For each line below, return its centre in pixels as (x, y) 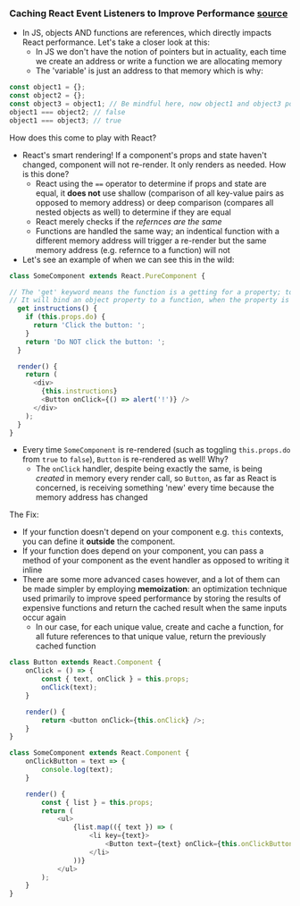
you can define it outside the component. (99, 542)
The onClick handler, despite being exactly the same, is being (149, 469)
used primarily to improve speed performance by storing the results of (151, 598)
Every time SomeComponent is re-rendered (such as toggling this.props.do (156, 450)
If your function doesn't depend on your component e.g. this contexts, (153, 532)
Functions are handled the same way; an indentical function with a (157, 231)
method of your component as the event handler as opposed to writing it (156, 561)
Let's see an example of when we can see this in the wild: (128, 259)
